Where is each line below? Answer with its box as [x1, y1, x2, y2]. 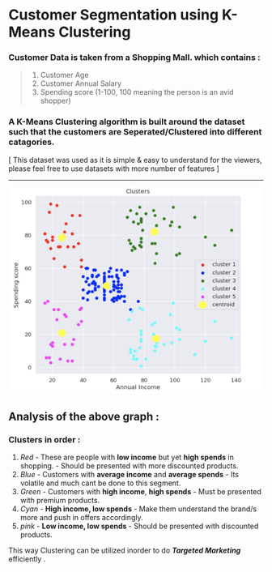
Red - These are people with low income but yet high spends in [19, 452, 235, 463]
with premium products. [19, 496, 100, 506]
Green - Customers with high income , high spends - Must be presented [19, 487, 261, 497]
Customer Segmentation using [8, 6, 219, 24]
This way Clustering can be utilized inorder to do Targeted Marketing [8, 545, 241, 556]
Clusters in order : [8, 434, 81, 446]
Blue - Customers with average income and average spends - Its [19, 470, 240, 480]
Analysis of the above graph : [8, 410, 159, 424]
